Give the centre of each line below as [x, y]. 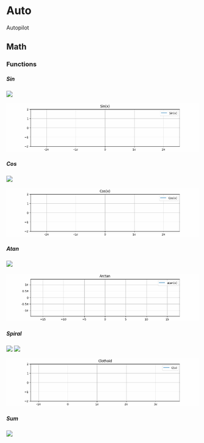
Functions [21, 64]
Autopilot [18, 28]
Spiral [14, 333]
